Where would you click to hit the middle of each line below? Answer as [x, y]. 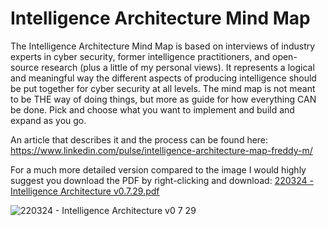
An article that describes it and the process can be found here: [139, 139]
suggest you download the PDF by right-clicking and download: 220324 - [162, 180]
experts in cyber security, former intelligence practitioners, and [140, 56]
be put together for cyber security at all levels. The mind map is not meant [163, 88]
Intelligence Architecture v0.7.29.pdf [85, 191]
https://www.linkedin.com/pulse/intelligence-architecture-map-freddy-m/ [161, 150]
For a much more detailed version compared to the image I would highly [158, 169]
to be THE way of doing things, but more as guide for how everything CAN [163, 99]
